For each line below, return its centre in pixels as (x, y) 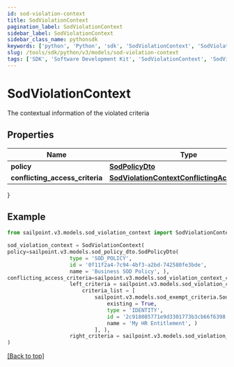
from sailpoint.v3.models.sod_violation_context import (90, 233)
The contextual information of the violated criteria (78, 113)
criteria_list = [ (109, 291)
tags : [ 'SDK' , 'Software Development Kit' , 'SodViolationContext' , (107, 59)
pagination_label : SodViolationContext (65, 27)
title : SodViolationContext (48, 20)
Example (26, 217)
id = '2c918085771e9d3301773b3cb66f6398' (168, 317)
